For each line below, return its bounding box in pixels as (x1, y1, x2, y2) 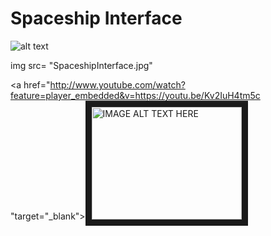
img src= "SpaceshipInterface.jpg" (10, 59, 153, 71)
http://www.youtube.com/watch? (49, 78, 186, 91)
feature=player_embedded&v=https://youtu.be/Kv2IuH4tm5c (10, 89, 261, 101)
